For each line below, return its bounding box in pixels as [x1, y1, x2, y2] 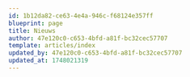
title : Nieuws [8, 26, 57, 34]
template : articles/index [8, 42, 95, 50]
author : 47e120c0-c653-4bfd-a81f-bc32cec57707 [8, 34, 168, 43]
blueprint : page [8, 19, 63, 27]
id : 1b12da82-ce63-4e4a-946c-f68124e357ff [8, 11, 154, 20]
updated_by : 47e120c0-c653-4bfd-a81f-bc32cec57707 [8, 49, 183, 57]
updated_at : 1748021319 [8, 57, 89, 65]
